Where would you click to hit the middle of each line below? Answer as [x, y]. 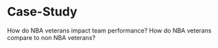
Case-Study [42, 12]
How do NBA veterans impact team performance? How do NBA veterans [109, 30]
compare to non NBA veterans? [51, 37]
